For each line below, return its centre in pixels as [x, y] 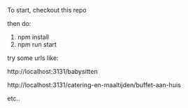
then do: [19, 23]
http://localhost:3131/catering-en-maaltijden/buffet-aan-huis [94, 85]
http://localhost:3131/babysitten [52, 71]
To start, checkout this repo [47, 10]
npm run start [37, 44]
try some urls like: [33, 58]
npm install [33, 37]
